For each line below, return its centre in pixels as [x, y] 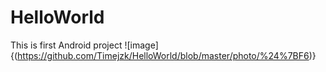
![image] [141, 45]
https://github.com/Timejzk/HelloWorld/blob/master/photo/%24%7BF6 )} [167, 55]
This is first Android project [66, 45]
